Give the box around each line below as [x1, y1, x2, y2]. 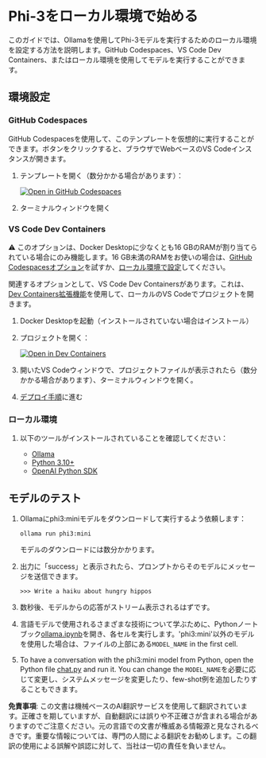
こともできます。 [26, 685, 82, 694]
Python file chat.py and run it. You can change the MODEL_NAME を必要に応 [19, 665, 256, 674]
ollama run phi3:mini [19, 530, 91, 538]
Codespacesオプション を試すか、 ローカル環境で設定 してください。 [8, 262, 230, 271]
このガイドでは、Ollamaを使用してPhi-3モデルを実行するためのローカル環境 [8, 35, 257, 45]
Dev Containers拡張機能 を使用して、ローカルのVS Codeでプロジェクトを [8, 289, 248, 298]
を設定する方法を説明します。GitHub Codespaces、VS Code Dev [8, 45, 222, 54]
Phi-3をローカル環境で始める [8, 7, 199, 25]
